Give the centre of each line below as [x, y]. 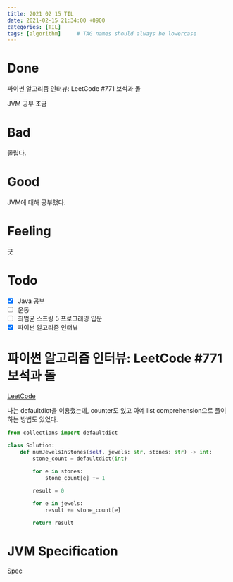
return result [53, 523]
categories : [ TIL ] [34, 27]
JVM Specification [63, 551]
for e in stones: [58, 471]
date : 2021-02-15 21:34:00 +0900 [56, 20]
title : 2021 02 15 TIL [40, 14]
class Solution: [31, 445]
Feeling [29, 231]
